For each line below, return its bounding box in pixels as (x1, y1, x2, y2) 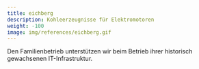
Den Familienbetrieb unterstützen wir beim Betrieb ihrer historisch (7, 47, 193, 55)
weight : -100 (7, 22, 44, 29)
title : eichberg (7, 9, 53, 17)
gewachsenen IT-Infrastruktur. (7, 55, 93, 63)
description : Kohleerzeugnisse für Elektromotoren (7, 16, 155, 23)
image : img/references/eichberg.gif (7, 28, 111, 36)
